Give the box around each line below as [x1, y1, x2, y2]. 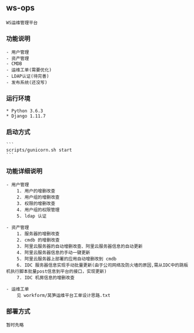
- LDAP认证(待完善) [6, 73, 49, 80]
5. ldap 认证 [16, 213, 47, 219]
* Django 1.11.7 [6, 113, 46, 119]
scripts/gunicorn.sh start [6, 147, 72, 153]
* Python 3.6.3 [6, 108, 44, 114]
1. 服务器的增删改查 [16, 231, 60, 237]
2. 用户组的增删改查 [16, 194, 60, 200]
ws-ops [6, 3, 35, 13]
